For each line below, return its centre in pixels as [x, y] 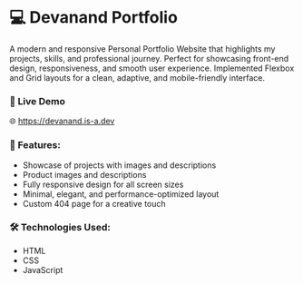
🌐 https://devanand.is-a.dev [62, 121]
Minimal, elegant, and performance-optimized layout [121, 194]
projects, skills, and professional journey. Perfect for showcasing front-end [149, 58]
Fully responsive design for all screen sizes [103, 184]
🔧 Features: [35, 145]
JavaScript [43, 269]
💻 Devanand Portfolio [94, 18]
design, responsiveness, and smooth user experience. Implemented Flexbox [152, 68]
